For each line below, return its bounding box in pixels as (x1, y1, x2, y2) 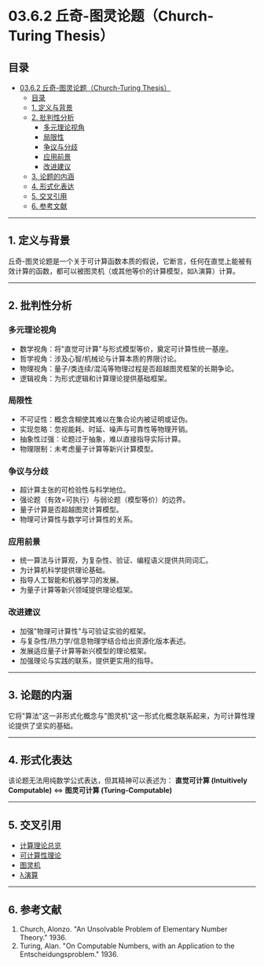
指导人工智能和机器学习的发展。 (19, 575, 123, 585)
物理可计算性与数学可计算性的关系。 (19, 515, 137, 524)
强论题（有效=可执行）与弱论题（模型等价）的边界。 (19, 495, 190, 504)
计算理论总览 (19, 841, 61, 850)
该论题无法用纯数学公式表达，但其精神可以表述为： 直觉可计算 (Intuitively (8, 775, 247, 785)
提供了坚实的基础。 (14, 720, 77, 730)
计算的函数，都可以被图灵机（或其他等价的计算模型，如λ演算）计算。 (14, 266, 240, 276)
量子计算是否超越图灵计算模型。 (19, 505, 123, 515)
